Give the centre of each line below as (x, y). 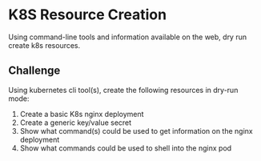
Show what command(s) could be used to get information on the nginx (137, 131)
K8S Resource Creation (87, 15)
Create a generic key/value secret (76, 123)
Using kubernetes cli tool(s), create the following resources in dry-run (123, 90)
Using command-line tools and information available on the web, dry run (127, 37)
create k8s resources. (44, 45)
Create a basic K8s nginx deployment (82, 114)
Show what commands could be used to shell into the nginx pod (126, 148)
